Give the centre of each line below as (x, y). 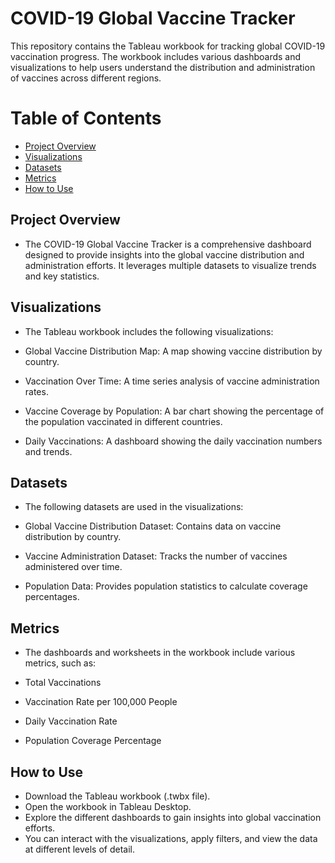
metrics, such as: (60, 663)
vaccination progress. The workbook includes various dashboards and (156, 56)
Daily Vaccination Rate (71, 721)
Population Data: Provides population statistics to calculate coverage (166, 586)
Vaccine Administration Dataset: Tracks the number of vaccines (156, 556)
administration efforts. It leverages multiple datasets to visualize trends (170, 265)
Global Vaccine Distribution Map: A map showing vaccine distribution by (173, 351)
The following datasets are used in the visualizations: (134, 507)
